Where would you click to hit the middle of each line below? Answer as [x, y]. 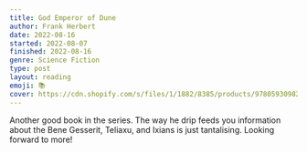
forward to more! [41, 139]
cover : [22, 94]
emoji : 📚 [27, 86]
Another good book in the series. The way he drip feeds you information [145, 120]
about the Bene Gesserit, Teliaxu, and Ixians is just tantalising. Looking [142, 129]
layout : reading [40, 77]
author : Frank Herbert [53, 26]
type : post [30, 69]
